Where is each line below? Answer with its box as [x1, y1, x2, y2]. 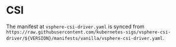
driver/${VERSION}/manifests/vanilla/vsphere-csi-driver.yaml [6, 35, 163, 41]
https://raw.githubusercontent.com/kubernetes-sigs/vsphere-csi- [6, 29, 171, 35]
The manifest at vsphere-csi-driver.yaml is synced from [6, 23, 145, 30]
